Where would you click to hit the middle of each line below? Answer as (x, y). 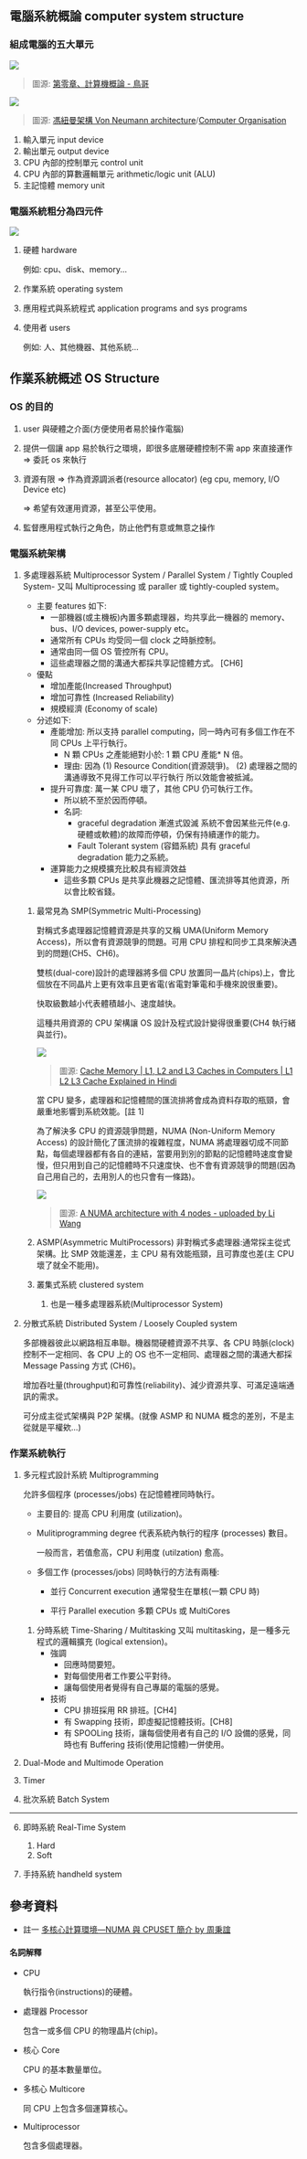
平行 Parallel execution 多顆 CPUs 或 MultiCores (140, 1611)
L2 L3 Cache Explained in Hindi (118, 1080)
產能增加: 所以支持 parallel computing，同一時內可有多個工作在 (169, 731)
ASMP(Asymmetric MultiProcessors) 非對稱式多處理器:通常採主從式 (163, 1242)
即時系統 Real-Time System (74, 1827)
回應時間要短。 (92, 1664)
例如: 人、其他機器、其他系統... (80, 346)
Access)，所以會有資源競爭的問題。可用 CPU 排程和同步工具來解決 (163, 941)
